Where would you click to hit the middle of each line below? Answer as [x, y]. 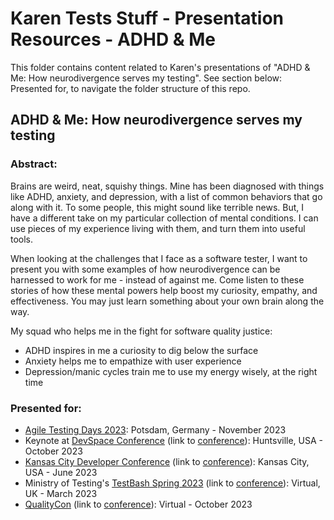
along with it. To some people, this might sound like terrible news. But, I [157, 207]
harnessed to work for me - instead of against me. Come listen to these [157, 279]
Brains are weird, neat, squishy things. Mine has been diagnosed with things [167, 186]
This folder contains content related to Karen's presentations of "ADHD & [160, 67]
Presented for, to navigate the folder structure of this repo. [130, 88]
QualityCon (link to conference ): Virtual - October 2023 [138, 504]
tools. [22, 239]
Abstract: [34, 164]
